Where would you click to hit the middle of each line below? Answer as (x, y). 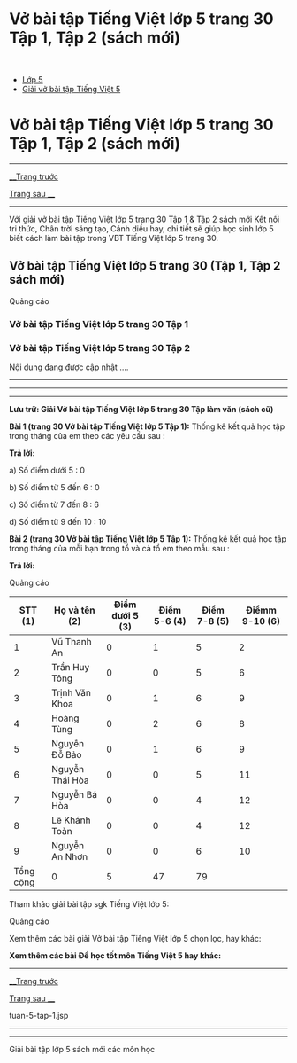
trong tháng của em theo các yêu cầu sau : (87, 435)
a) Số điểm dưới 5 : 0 (47, 470)
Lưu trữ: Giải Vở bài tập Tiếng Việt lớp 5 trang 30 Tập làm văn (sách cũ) (141, 409)
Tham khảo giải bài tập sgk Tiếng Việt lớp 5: (89, 903)
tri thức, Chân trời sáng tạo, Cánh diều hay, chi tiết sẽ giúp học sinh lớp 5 (141, 228)
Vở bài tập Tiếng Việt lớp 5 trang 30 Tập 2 (100, 348)
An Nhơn (70, 856)
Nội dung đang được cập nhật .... (69, 367)
